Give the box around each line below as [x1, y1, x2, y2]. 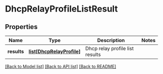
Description [97, 37, 125, 44]
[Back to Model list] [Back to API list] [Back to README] [5, 64, 116, 69]
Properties [5, 23, 38, 31]
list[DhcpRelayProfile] [28, 48, 81, 55]
